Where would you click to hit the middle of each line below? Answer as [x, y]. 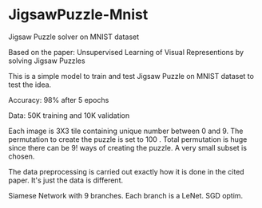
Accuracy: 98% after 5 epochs [59, 100]
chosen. [22, 156]
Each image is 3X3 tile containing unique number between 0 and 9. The [126, 131]
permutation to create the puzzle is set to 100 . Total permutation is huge [128, 139]
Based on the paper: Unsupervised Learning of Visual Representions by [126, 52]
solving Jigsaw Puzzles [47, 61]
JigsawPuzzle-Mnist [78, 15]
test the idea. [30, 84]
